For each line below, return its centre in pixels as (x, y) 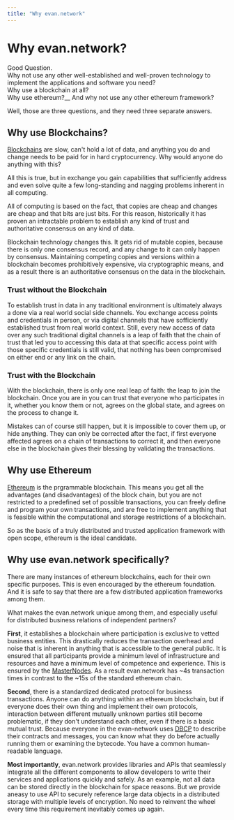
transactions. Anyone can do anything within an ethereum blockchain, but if (116, 698)
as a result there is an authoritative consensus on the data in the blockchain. (117, 272)
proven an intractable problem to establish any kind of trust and (98, 221)
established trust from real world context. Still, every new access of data (111, 327)
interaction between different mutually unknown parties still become (105, 714)
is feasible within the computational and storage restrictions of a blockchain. (117, 517)
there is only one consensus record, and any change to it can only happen (114, 249)
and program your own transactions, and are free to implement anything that (117, 509)
